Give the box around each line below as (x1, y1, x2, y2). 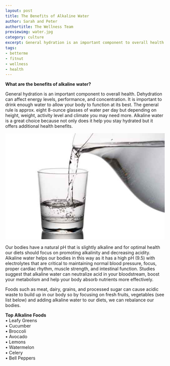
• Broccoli (5, 328, 26, 334)
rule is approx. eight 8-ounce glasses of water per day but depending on (5, 107, 157, 113)
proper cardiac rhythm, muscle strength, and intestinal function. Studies (5, 266, 155, 272)
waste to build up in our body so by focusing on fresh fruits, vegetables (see (5, 291, 164, 297)
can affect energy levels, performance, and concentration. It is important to (5, 96, 162, 102)
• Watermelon (5, 344, 34, 350)
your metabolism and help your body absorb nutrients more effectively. (5, 276, 153, 282)
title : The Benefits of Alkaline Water (5, 13, 90, 19)
